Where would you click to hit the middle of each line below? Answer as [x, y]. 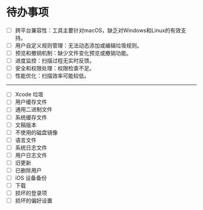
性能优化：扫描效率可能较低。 [52, 76]
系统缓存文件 [31, 117]
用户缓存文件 [31, 102]
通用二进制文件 [34, 110]
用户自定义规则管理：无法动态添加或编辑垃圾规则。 [79, 45]
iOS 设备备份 [31, 178]
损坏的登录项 [31, 193]
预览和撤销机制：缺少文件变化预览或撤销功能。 [73, 53]
